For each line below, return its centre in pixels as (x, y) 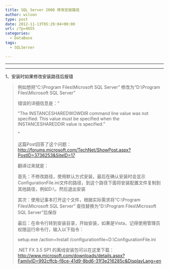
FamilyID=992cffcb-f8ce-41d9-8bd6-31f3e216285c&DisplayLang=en (89, 261)
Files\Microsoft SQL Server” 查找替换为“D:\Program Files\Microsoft (87, 206)
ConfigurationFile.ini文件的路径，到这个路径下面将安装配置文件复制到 (89, 183)
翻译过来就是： (33, 166)
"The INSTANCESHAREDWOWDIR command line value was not (83, 113)
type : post (17, 19)
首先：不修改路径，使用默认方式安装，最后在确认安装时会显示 (81, 176)
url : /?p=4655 (20, 29)
